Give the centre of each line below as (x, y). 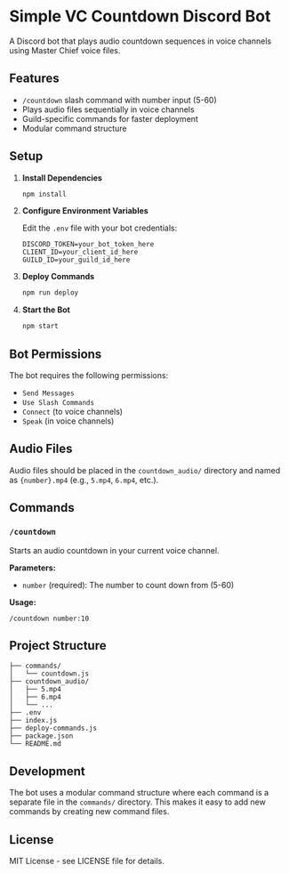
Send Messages (48, 393)
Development (48, 771)
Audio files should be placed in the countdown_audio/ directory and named (145, 470)
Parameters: (32, 568)
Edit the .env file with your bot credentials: (100, 228)
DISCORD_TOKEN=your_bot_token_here (88, 245)
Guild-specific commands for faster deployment (110, 118)
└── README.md (36, 744)
